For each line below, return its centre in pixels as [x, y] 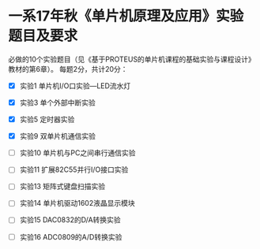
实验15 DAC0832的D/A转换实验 [70, 220]
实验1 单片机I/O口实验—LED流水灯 [75, 85]
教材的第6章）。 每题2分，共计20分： [68, 69]
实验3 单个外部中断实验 [58, 102]
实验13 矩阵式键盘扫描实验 [62, 187]
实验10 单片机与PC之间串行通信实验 [77, 153]
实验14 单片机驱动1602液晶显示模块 [77, 203]
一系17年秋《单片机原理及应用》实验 [126, 16]
